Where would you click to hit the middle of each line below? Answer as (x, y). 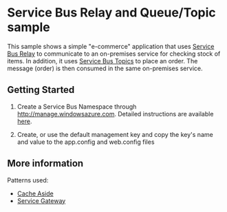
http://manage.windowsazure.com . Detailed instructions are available (115, 114)
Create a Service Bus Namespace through (77, 106)
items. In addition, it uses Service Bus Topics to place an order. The (102, 61)
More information (45, 163)
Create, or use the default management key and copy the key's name (115, 134)
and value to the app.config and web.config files (86, 142)
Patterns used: (28, 180)
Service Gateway (41, 200)
